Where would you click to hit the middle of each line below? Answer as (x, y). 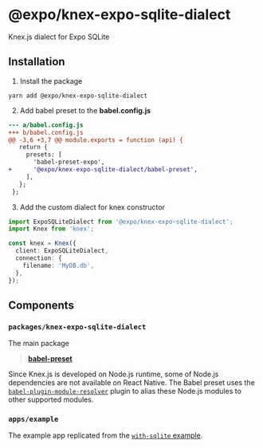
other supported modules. (51, 399)
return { (33, 147)
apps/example (33, 419)
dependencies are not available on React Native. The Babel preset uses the (131, 383)
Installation (37, 62)
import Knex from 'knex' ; (51, 229)
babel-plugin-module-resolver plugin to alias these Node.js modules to (125, 391)
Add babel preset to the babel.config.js (85, 110)
